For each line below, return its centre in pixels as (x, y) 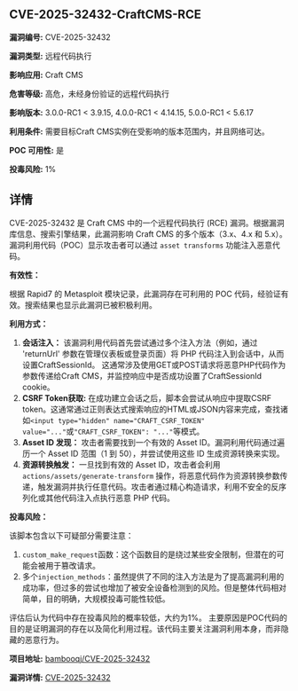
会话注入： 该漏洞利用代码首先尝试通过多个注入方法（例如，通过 (140, 342)
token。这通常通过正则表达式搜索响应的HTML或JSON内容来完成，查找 (151, 409)
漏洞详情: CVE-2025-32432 (60, 677)
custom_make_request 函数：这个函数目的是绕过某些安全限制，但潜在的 (149, 554)
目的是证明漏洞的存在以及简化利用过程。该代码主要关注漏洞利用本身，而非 (145, 628)
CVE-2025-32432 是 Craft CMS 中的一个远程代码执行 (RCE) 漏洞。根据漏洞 (147, 223)
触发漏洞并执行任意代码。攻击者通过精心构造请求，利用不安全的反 (158, 486)
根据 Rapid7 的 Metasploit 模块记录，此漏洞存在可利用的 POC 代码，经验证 (145, 294)
